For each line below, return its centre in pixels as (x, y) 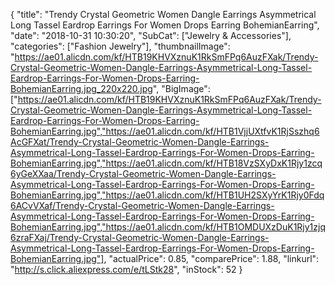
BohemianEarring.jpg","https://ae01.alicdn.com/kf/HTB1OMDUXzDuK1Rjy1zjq (168, 227)
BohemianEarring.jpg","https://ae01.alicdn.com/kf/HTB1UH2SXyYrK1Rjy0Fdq (167, 195)
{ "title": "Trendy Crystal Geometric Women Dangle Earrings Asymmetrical (163, 14)
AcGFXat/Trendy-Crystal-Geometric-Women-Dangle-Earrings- (140, 142)
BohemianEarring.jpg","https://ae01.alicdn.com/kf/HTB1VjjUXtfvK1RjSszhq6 (165, 131)
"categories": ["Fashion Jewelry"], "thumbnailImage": (120, 46)
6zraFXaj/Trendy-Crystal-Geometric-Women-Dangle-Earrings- (140, 237)
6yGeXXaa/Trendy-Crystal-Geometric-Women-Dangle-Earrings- (143, 173)
